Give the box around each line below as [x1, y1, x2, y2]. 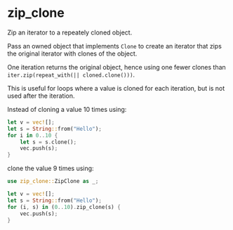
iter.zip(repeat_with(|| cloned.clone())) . [7, 70, 135, 79]
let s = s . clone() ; [20, 139, 77, 146]
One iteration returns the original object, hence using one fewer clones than [7, 63, 226, 71]
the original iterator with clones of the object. [7, 49, 138, 58]
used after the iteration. [7, 91, 75, 100]
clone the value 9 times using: [7, 164, 94, 173]
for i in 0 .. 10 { [7, 132, 58, 139]
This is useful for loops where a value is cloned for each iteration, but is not [7, 84, 225, 92]
